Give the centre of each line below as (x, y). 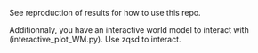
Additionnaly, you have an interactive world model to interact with (129, 30)
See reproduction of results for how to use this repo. (105, 13)
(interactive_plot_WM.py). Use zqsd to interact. (95, 39)
